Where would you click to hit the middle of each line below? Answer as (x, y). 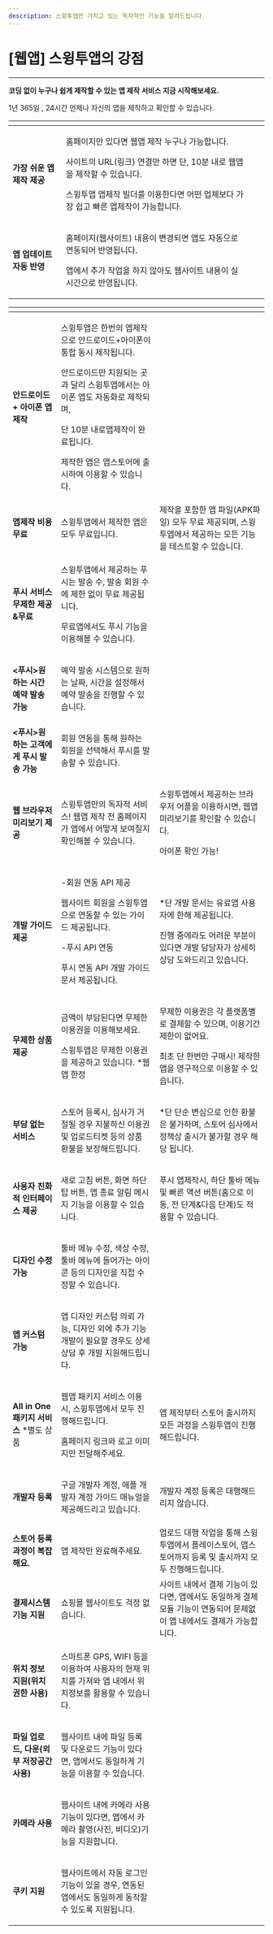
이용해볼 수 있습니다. (98, 639)
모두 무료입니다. (89, 534)
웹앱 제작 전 (94, 816)
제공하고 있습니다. (103, 1062)
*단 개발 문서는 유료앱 (199, 903)
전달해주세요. (102, 1453)
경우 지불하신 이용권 (114, 1124)
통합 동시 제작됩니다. (98, 352)
